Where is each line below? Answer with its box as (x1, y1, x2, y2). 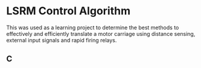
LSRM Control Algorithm (6, 4, 131, 18)
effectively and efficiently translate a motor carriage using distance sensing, (6, 30, 196, 37)
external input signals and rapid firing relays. (6, 36, 117, 44)
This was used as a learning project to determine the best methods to (6, 24, 179, 31)
